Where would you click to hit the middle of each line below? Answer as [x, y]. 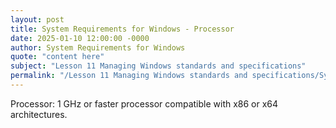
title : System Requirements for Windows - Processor [122, 29]
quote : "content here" [57, 57]
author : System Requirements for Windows [98, 47]
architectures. [39, 114]
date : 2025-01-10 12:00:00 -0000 [80, 38]
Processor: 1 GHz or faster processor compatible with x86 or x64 [144, 103]
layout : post [37, 19]
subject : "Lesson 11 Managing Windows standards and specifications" [158, 66]
